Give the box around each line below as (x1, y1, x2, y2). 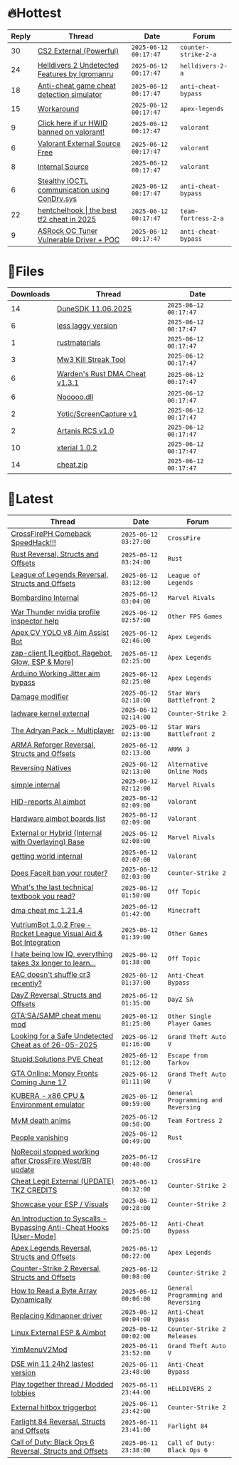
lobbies (11, 1388, 36, 1398)
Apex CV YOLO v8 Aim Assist (11, 627, 109, 637)
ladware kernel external (11, 708, 90, 718)
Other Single (167, 1012, 212, 1020)
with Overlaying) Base (11, 837, 85, 847)
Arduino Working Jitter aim (11, 668, 101, 678)
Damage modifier (11, 691, 69, 701)
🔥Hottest (7, 5, 62, 21)
